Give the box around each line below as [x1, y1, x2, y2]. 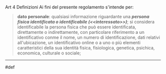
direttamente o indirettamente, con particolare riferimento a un [17, 29, 145, 35]
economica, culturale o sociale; [17, 50, 82, 56]
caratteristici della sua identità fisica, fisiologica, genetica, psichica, [17, 45, 155, 50]
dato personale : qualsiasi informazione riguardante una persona [17, 14, 150, 19]
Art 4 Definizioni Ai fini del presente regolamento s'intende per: [5, 4, 134, 10]
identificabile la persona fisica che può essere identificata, [17, 24, 136, 30]
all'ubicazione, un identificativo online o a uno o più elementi [17, 40, 141, 46]
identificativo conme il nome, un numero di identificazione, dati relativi [17, 34, 161, 40]
